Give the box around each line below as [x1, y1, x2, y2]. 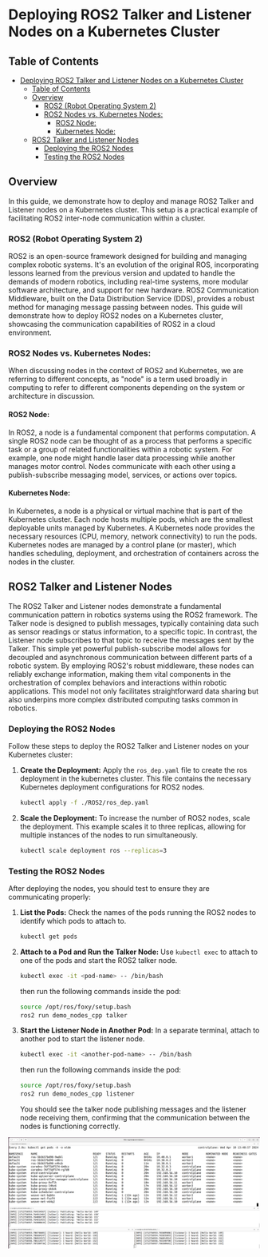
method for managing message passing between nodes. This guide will [8, 302, 243, 312]
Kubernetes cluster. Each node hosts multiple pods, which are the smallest [8, 514, 254, 524]
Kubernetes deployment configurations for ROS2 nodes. [19, 782, 205, 792]
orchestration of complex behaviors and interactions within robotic [8, 678, 227, 687]
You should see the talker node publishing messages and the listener [19, 1104, 246, 1114]
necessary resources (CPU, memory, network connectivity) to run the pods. [8, 531, 258, 541]
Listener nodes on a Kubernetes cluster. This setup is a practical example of [8, 205, 258, 214]
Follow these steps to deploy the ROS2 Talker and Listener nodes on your [8, 741, 250, 750]
